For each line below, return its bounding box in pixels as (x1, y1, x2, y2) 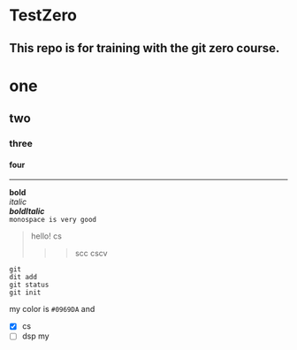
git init (9, 288, 42, 297)
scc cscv (74, 248, 108, 259)
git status (9, 280, 49, 290)
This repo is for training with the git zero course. (9, 41, 280, 56)
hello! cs (30, 231, 62, 241)
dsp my (21, 331, 50, 341)
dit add (9, 273, 38, 282)
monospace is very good (9, 216, 97, 224)
